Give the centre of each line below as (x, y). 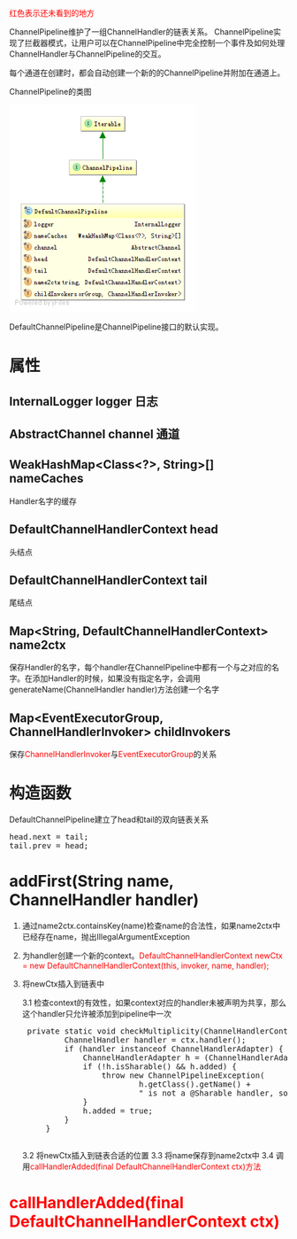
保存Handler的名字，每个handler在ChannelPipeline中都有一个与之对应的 (141, 668)
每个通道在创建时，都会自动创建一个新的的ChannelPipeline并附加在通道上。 (147, 73)
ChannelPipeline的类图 (50, 92)
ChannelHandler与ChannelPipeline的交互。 (88, 54)
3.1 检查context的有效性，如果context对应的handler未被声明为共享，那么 (154, 1003)
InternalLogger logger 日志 (84, 401)
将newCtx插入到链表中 (63, 983)
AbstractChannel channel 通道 (94, 434)
